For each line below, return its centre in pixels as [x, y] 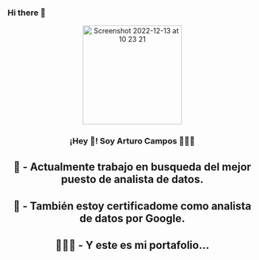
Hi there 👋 [27, 13]
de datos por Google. [132, 218]
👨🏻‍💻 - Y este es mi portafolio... [132, 245]
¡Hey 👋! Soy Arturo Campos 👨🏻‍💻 [132, 141]
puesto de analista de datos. [132, 179]
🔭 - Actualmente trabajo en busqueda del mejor [132, 167]
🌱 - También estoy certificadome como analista [132, 206]
